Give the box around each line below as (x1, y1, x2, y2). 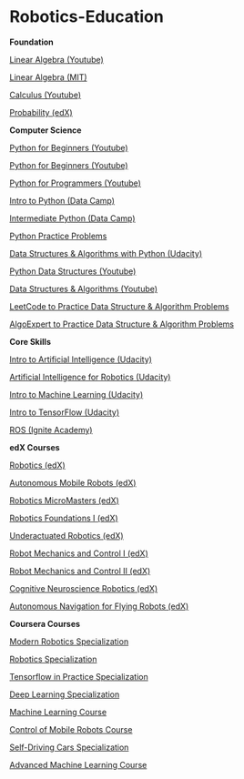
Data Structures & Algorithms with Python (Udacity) (9, 248, 203, 258)
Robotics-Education (9, 6, 164, 27)
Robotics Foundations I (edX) (9, 512, 118, 523)
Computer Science (9, 125, 82, 136)
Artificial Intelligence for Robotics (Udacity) (9, 371, 171, 382)
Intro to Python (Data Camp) (9, 195, 116, 206)
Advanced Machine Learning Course (9, 759, 147, 770)
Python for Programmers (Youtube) (9, 177, 141, 188)
